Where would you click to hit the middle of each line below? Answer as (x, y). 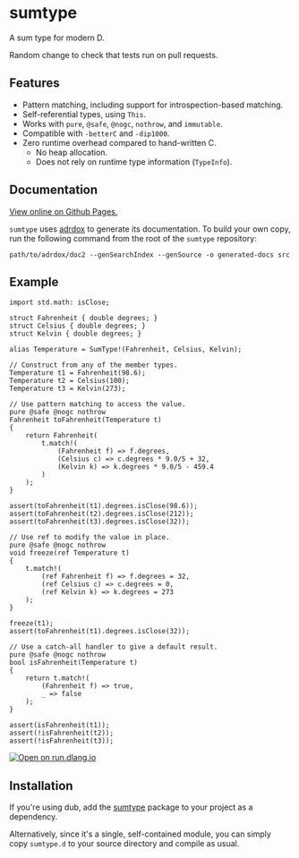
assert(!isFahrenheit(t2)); (62, 733)
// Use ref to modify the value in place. (90, 538)
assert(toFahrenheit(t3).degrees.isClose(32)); (100, 522)
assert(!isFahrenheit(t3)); (62, 741)
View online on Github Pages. (64, 211)
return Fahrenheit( (62, 436)
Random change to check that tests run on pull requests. (114, 55)
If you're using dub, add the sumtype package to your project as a (131, 807)
